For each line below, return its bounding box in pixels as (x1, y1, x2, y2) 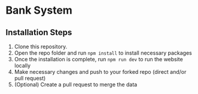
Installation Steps (5, 27, 72, 37)
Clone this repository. (14, 43, 68, 50)
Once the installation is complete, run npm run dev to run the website (14, 56, 183, 62)
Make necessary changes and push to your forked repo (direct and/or (14, 68, 187, 75)
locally (14, 62, 31, 69)
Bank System (5, 4, 73, 17)
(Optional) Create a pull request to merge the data (14, 81, 138, 88)
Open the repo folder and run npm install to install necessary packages (14, 49, 192, 57)
